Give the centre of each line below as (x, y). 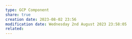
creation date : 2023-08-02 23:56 (41, 19)
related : (15, 29)
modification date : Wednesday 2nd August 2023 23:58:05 (66, 24)
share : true (18, 15)
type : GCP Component (27, 10)
